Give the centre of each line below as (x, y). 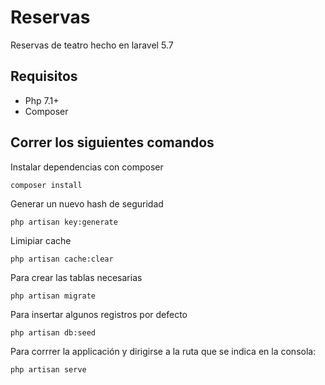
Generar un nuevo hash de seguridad (87, 203)
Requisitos (44, 76)
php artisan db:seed (53, 332)
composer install (46, 185)
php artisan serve (48, 369)
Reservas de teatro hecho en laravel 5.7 (92, 45)
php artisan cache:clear (62, 259)
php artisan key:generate (64, 222)
